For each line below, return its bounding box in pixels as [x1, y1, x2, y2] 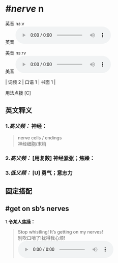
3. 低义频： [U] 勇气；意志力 [5, 169, 73, 177]
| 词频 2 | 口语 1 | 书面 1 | [5, 79, 56, 85]
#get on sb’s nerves [5, 204, 70, 213]
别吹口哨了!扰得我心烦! [17, 235, 65, 241]
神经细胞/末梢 [17, 140, 47, 147]
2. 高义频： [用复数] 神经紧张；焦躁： [5, 155, 95, 162]
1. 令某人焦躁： [5, 218, 36, 224]
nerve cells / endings [17, 134, 62, 140]
